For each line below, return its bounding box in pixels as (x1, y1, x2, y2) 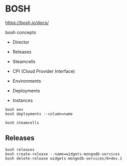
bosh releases (5, 147, 35, 152)
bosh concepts (5, 29, 36, 35)
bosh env (5, 107, 24, 112)
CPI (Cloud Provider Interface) (12, 68, 75, 74)
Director (12, 39, 30, 45)
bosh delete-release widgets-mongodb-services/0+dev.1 (5, 156, 122, 161)
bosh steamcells (5, 120, 39, 125)
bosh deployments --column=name (5, 111, 73, 116)
